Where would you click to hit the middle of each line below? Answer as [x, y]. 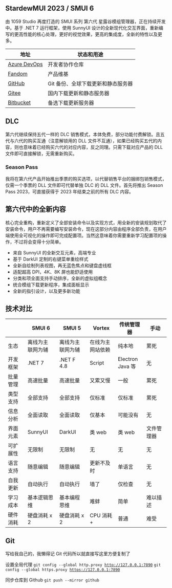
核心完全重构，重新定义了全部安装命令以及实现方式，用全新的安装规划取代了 [86, 223]
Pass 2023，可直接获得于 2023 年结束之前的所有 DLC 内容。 [70, 191]
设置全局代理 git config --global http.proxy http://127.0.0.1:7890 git [83, 564]
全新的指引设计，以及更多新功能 [46, 291]
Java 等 [127, 366]
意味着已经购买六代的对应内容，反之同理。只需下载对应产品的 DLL [93, 147]
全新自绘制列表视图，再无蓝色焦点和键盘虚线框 [62, 265]
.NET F [67, 359]
